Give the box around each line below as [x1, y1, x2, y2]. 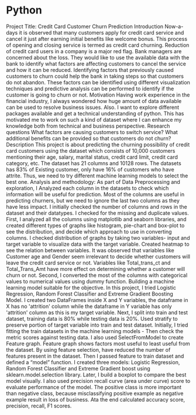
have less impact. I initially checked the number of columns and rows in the [6, 203, 187, 210]
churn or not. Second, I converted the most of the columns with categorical [6, 272, 188, 279]
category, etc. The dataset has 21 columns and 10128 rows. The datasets [6, 159, 181, 167]
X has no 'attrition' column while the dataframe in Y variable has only [6, 303, 172, 310]
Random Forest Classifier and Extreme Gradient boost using [6, 365, 150, 372]
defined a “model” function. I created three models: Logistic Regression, [6, 358, 180, 366]
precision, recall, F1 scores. [6, 402, 72, 409]
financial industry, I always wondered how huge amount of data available [6, 97, 182, 104]
